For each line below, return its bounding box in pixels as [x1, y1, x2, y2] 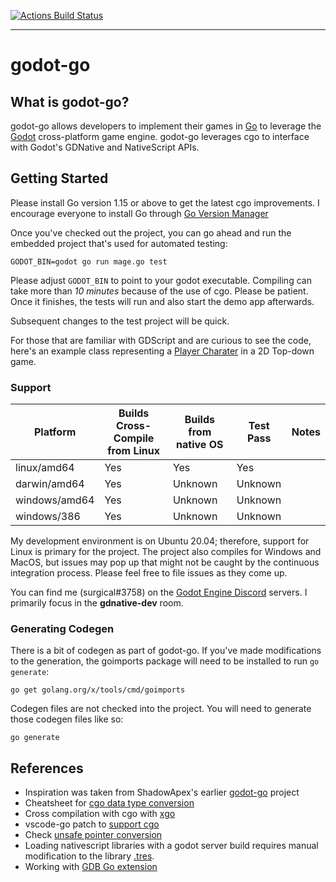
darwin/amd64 [15, 477, 85, 491]
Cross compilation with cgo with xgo [24, 808, 176, 820]
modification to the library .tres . [24, 850, 155, 862]
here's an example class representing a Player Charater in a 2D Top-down [10, 345, 315, 357]
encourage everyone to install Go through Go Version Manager [10, 207, 269, 219]
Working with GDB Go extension [24, 861, 158, 873]
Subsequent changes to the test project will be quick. [10, 315, 230, 327]
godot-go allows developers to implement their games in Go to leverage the [10, 120, 322, 132]
